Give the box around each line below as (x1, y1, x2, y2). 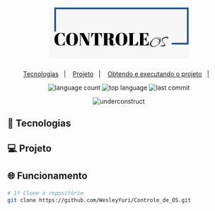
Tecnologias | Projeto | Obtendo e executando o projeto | (23, 69, 210, 78)
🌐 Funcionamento (7, 170, 88, 182)
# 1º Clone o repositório (7, 189, 83, 197)
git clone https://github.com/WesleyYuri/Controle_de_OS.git (7, 197, 192, 204)
